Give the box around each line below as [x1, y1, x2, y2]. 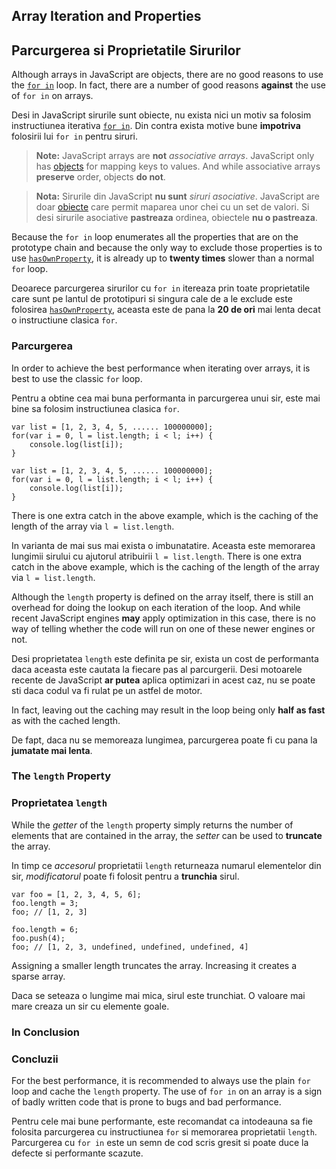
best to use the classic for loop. [11, 372, 143, 384]
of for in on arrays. [11, 90, 94, 102]
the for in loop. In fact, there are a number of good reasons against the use [11, 79, 326, 91]
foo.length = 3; [11, 898, 79, 908]
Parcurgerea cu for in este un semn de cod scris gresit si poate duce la [11, 1136, 309, 1148]
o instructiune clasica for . [11, 314, 118, 326]
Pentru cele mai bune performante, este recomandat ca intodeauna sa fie [11, 1115, 314, 1127]
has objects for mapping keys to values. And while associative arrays [35, 160, 321, 173]
